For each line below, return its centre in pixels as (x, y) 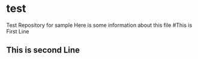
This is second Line (43, 50)
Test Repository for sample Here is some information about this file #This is (99, 25)
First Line (18, 31)
